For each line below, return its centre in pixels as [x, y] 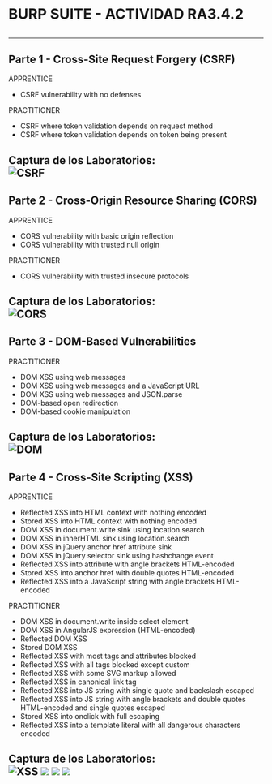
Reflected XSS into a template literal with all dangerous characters [130, 725]
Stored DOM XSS [49, 647]
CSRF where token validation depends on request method [116, 126]
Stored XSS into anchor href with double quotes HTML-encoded [127, 573]
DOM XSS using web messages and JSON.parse [101, 394]
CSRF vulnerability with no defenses [81, 95]
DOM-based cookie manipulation [75, 411]
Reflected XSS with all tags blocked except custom [105, 665]
